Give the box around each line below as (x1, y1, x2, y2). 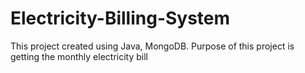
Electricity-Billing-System (10, 7, 231, 30)
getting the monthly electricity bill (10, 50, 148, 62)
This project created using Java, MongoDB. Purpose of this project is (10, 40, 295, 52)
